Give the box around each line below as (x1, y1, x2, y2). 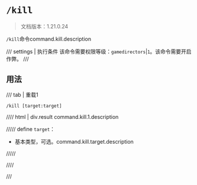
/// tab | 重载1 (6, 91, 38, 98)
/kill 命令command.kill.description (6, 35, 92, 43)
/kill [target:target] (6, 103, 62, 109)
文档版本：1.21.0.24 (20, 22, 69, 30)
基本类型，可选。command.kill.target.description (14, 138, 134, 145)
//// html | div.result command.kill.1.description (6, 113, 119, 120)
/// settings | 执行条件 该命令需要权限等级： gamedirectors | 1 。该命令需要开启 (6, 48, 192, 55)
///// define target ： (6, 125, 55, 132)
